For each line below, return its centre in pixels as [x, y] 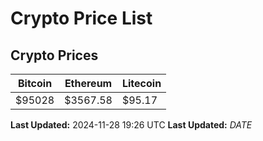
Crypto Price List [81, 18]
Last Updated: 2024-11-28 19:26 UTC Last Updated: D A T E [131, 125]
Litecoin [141, 83]
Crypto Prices [54, 55]
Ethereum [88, 83]
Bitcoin [35, 83]
